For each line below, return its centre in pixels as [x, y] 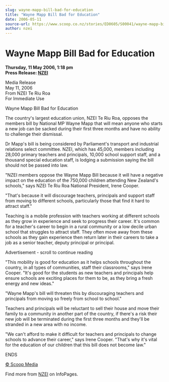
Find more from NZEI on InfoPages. [42, 374]
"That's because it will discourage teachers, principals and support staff [80, 196]
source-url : [18, 24]
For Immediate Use [25, 99]
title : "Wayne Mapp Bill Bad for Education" [53, 15]
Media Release [21, 83]
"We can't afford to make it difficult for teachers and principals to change [81, 334]
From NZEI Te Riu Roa [28, 93]
